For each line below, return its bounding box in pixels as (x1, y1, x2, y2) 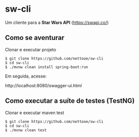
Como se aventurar (5, 34, 65, 42)
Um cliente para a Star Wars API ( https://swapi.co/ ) (5, 20, 109, 25)
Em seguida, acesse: (5, 73, 47, 79)
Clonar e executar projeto (5, 46, 57, 52)
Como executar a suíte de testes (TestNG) (5, 97, 135, 105)
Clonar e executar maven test (5, 110, 64, 116)
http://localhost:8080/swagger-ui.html (5, 82, 82, 88)
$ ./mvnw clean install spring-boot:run (5, 64, 89, 69)
